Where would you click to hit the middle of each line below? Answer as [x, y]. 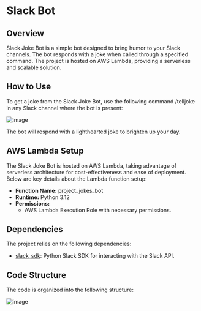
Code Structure [36, 275]
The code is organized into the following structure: [70, 290]
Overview [25, 33]
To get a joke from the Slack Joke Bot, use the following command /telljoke [100, 101]
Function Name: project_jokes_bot [59, 190]
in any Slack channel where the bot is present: [65, 108]
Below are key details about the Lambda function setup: [77, 179]
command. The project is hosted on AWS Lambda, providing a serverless [99, 61]
